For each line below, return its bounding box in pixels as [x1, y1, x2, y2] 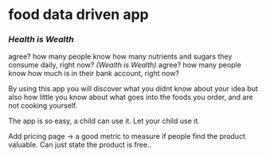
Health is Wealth [8, 34, 74, 45]
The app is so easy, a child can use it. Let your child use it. [8, 117, 201, 126]
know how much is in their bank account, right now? [8, 69, 180, 78]
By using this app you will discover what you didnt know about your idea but [8, 84, 259, 94]
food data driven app [8, 6, 149, 24]
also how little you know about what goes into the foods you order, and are [8, 93, 253, 102]
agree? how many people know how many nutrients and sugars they [8, 52, 233, 61]
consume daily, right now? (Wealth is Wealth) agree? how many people [8, 60, 241, 70]
